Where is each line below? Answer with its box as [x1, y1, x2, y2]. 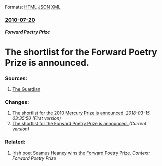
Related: [5, 138, 26, 145]
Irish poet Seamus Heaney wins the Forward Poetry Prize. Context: [12, 150, 150, 156]
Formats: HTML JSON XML [5, 4, 61, 10]
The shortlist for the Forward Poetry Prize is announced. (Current [12, 121, 147, 127]
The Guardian [12, 86, 41, 92]
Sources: [5, 75, 28, 82]
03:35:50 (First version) [12, 115, 61, 121]
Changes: [5, 98, 29, 105]
